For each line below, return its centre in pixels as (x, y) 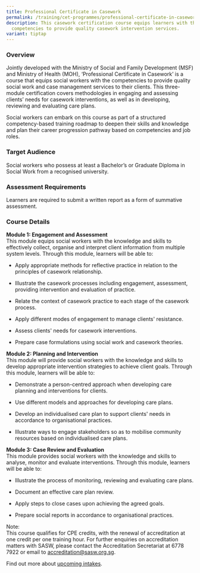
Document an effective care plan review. (64, 492)
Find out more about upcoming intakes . (54, 564)
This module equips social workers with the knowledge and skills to (89, 241)
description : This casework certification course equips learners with (97, 23)
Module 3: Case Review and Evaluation (55, 450)
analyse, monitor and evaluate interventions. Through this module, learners (98, 462)
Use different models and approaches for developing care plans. (94, 402)
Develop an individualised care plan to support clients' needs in (93, 414)
